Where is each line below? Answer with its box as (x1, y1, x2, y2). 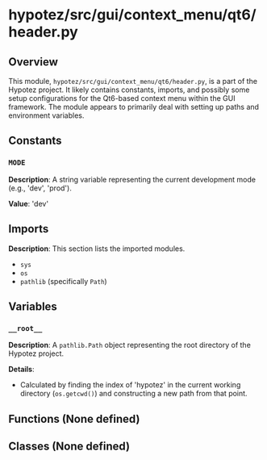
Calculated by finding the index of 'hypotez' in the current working (19, 380, 241, 390)
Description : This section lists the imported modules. (8, 244, 186, 253)
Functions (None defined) (8, 412, 140, 425)
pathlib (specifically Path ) (19, 276, 107, 286)
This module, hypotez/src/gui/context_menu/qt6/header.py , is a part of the (8, 77, 258, 86)
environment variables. (8, 111, 85, 120)
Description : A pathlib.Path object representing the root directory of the (8, 341, 252, 350)
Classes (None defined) (8, 439, 131, 453)
